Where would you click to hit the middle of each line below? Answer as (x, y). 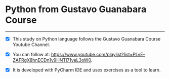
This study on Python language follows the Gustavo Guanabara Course (87, 38)
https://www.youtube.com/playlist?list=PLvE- (98, 54)
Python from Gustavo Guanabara (76, 9)
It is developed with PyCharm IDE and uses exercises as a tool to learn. (87, 70)
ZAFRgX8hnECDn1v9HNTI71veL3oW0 (52, 60)
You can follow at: (31, 54)
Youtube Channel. (31, 45)
